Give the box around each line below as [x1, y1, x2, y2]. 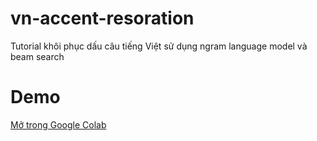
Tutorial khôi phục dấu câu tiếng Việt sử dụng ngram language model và [10, 40, 308, 52]
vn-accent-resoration [10, 7, 195, 30]
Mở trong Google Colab [10, 118, 107, 131]
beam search [10, 50, 65, 62]
